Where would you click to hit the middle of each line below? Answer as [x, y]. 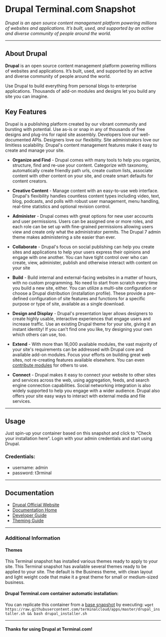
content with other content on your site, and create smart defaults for [83, 176]
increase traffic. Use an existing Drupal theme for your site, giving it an [84, 324]
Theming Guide [28, 521]
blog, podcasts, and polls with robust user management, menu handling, [86, 201]
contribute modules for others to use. [50, 365]
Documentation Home [35, 510]
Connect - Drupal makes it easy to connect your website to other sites [84, 375]
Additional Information [33, 538]
